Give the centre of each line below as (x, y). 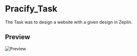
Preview (18, 37)
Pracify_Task (31, 9)
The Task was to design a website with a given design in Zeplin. (69, 22)
